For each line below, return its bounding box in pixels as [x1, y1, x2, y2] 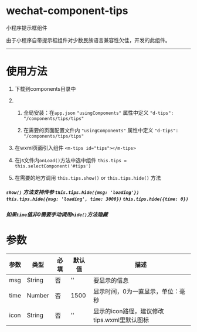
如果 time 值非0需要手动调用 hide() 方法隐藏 [6, 211, 108, 218]
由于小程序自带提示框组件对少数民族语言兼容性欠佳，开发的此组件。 [6, 36, 171, 43]
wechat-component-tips [6, 4, 128, 18]
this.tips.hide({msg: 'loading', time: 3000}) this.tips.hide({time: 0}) [6, 196, 189, 203]
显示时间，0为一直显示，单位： [93, 287, 180, 295]
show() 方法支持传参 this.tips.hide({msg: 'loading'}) [6, 189, 140, 196]
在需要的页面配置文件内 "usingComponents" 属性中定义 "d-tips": [23, 126, 179, 134]
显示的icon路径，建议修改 [93, 307, 164, 315]
